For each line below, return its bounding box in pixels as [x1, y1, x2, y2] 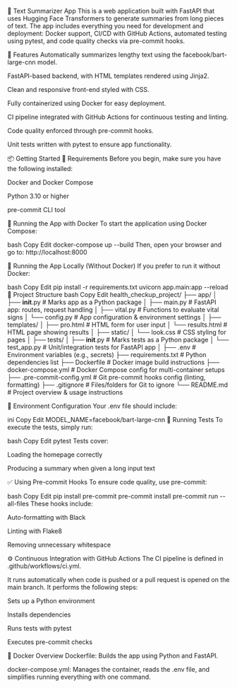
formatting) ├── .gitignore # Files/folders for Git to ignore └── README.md [7, 380, 228, 389]
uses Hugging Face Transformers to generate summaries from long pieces [7, 14, 224, 23]
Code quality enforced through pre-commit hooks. [7, 127, 154, 134]
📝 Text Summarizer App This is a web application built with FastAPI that [7, 7, 215, 15]
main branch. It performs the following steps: [7, 583, 138, 591]
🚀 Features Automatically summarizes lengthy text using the [7, 50, 182, 59]
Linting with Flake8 [7, 527, 62, 535]
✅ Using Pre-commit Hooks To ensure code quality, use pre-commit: [7, 478, 207, 486]
